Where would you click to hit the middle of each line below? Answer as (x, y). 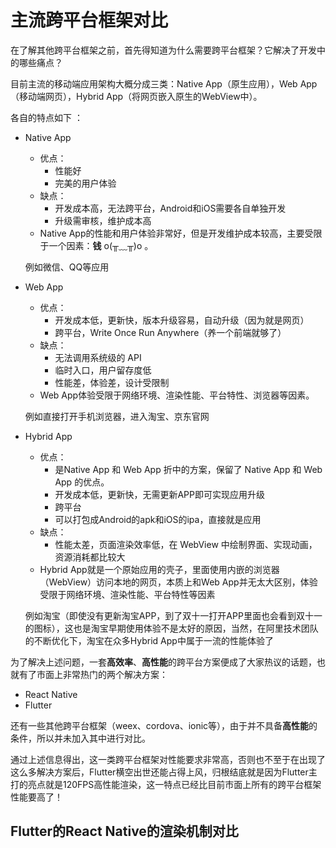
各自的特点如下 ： (46, 117)
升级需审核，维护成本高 (103, 220)
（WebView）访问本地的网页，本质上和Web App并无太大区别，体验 (178, 582)
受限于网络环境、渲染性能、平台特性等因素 (127, 594)
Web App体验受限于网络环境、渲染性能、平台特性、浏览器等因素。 (177, 395)
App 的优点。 (82, 482)
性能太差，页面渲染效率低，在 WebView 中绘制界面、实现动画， (186, 544)
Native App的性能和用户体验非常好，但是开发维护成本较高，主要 (172, 233)
